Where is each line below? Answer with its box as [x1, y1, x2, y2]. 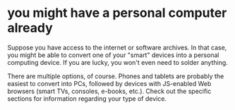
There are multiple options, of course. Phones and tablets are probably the [7, 72, 224, 80]
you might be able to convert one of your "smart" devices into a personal [7, 51, 219, 59]
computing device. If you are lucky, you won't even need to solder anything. [7, 58, 228, 66]
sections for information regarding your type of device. [7, 94, 167, 103]
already [7, 20, 53, 36]
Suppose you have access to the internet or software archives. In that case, [7, 43, 227, 51]
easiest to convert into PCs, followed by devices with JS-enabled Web [7, 79, 212, 87]
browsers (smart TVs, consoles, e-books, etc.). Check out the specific [7, 87, 212, 95]
